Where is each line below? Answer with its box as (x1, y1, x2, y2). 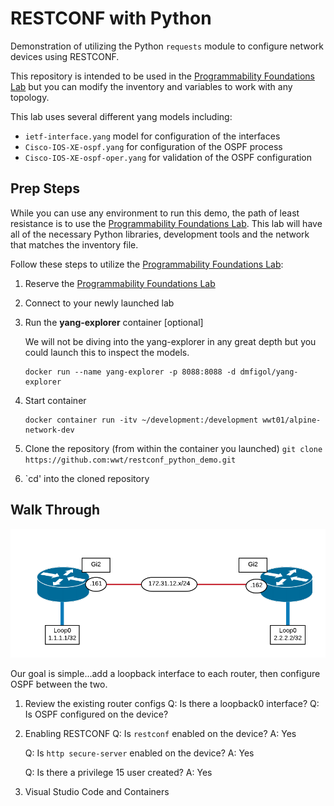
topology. (10, 91, 50, 103)
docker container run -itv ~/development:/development (24, 415, 259, 425)
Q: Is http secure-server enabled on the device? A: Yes (24, 747, 255, 759)
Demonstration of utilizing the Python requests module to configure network (10, 40, 325, 52)
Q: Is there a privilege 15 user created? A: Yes (24, 766, 213, 778)
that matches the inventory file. (10, 238, 139, 251)
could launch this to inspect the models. (24, 346, 190, 358)
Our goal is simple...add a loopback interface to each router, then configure (10, 667, 321, 679)
